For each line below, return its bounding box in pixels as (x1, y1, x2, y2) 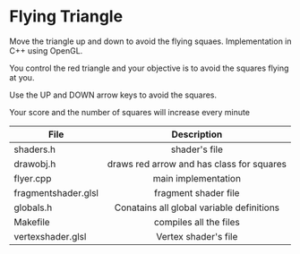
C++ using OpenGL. (9, 45, 83, 55)
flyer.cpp (13, 172, 52, 184)
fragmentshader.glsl (13, 186, 99, 199)
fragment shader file (153, 186, 240, 199)
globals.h (13, 201, 53, 214)
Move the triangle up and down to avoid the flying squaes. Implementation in (9, 36, 293, 47)
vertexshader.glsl (13, 230, 87, 242)
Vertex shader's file (156, 230, 238, 242)
